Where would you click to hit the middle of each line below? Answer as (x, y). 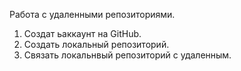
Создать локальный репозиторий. (96, 44)
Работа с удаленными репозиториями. (92, 14)
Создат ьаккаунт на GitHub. (82, 33)
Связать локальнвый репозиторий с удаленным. (127, 55)
